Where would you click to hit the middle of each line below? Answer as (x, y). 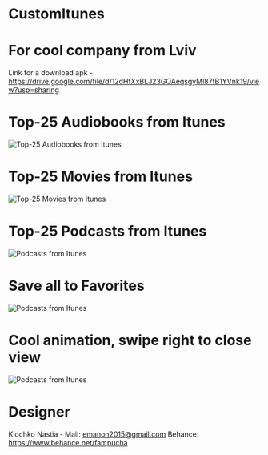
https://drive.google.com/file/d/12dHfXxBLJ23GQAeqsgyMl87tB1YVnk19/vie (134, 82)
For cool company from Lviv (103, 51)
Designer (39, 412)
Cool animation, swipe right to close (130, 340)
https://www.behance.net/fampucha (68, 442)
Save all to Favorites (77, 286)
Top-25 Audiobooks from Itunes (117, 122)
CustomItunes (57, 14)
